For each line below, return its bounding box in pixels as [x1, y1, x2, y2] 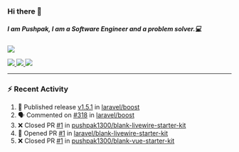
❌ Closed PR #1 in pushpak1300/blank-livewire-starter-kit [17, 121, 186, 130]
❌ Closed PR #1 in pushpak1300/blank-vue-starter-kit [17, 136, 175, 145]
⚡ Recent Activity [7, 84, 69, 94]
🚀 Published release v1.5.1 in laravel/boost [17, 103, 140, 112]
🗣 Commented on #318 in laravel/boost [17, 111, 135, 119]
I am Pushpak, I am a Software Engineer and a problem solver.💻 [7, 24, 202, 33]
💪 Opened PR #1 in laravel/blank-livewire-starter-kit [17, 129, 169, 138]
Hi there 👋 [7, 6, 43, 16]
